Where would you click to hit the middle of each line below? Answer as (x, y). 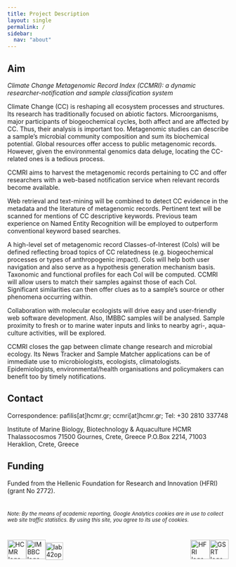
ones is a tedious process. (67, 158)
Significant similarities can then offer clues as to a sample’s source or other (116, 289)
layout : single (29, 20)
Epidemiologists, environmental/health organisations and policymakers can (116, 369)
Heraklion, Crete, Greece (43, 444)
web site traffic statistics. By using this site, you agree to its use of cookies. (98, 520)
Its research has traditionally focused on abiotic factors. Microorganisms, (113, 114)
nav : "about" (33, 40)
